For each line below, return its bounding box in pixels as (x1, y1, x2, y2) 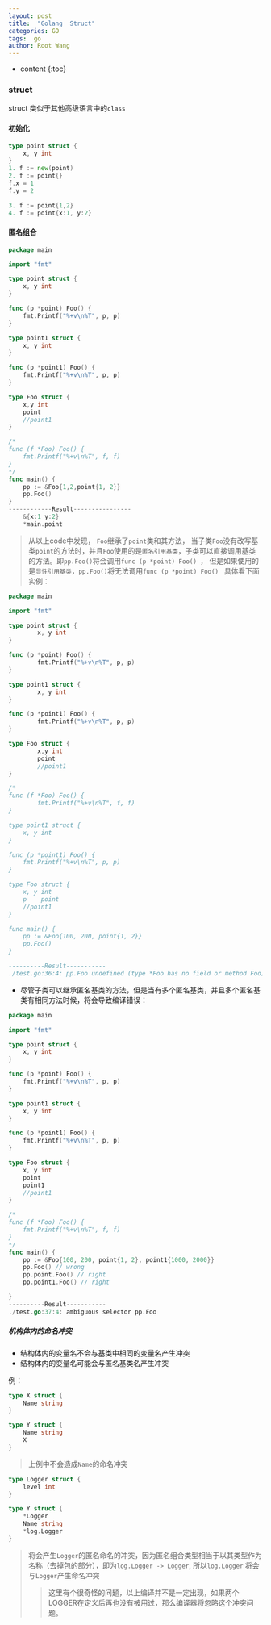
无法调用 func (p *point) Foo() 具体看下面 (114, 566, 260, 575)
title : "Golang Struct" (8, 19, 95, 27)
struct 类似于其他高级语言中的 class (8, 103, 126, 113)
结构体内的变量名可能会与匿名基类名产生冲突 (19, 1358, 169, 1368)
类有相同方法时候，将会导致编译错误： (19, 995, 148, 1005)
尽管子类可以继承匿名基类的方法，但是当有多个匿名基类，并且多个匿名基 (19, 985, 261, 995)
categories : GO (8, 27, 60, 35)
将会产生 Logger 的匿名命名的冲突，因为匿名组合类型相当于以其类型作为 (27, 1550, 262, 1560)
